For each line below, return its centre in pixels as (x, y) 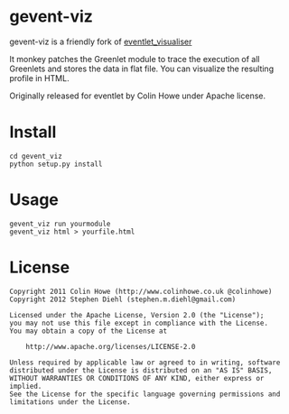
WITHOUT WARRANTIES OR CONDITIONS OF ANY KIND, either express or (137, 378)
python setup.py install (56, 164)
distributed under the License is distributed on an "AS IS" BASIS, (141, 370)
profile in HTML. (39, 78)
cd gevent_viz (36, 156)
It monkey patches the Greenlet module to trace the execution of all (135, 59)
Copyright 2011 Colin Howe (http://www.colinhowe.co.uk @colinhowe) (141, 291)
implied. (26, 386)
